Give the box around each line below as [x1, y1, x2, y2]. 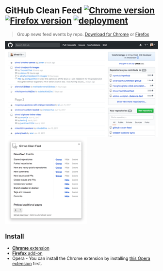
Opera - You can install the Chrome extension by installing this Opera [12, 255, 150, 261]
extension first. [12, 261, 42, 267]
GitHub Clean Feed [5, 5, 82, 16]
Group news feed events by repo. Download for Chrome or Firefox [16, 31, 149, 37]
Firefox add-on [12, 251, 43, 256]
